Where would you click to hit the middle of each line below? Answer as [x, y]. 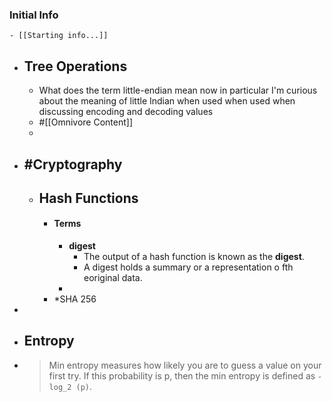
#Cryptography [73, 164]
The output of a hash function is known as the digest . [194, 257]
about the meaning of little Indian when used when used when [167, 101]
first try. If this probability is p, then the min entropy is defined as [182, 375]
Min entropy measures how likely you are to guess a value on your [185, 365]
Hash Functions [88, 198]
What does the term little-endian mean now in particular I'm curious [178, 90]
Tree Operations [75, 66]
